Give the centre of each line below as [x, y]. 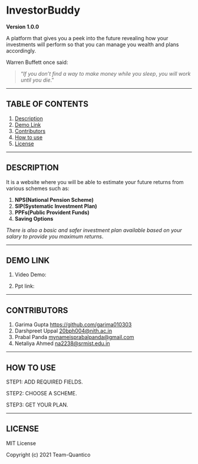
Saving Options [34, 218]
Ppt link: [24, 286]
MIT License [21, 443]
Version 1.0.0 [23, 27]
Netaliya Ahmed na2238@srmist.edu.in [62, 343]
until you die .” [37, 80]
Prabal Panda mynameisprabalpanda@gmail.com [74, 337]
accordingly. [21, 50]
